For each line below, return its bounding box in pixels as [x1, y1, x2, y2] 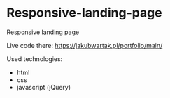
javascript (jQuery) [16, 83, 71, 91]
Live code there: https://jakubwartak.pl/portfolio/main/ [6, 41, 163, 49]
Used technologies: [6, 54, 63, 63]
